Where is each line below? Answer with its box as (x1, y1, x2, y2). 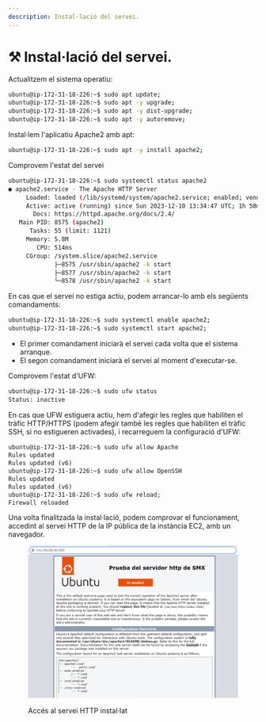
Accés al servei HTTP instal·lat (28, 705, 128, 715)
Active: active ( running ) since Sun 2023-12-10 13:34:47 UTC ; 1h (25, 202, 246, 210)
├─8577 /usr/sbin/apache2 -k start (54, 269, 172, 277)
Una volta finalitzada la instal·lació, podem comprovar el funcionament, (8, 512, 240, 522)
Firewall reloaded (8, 499, 69, 506)
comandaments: (8, 300, 61, 309)
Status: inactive (8, 395, 66, 403)
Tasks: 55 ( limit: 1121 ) (28, 227, 112, 235)
